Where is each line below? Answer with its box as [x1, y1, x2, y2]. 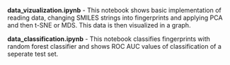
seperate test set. [7, 49, 59, 58]
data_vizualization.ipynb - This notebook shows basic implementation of [7, 6, 222, 14]
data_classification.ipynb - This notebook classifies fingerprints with [7, 35, 211, 43]
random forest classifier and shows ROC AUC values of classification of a [7, 42, 222, 50]
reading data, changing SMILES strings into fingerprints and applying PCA [7, 13, 223, 22]
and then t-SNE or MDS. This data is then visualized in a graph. [7, 21, 191, 29]
